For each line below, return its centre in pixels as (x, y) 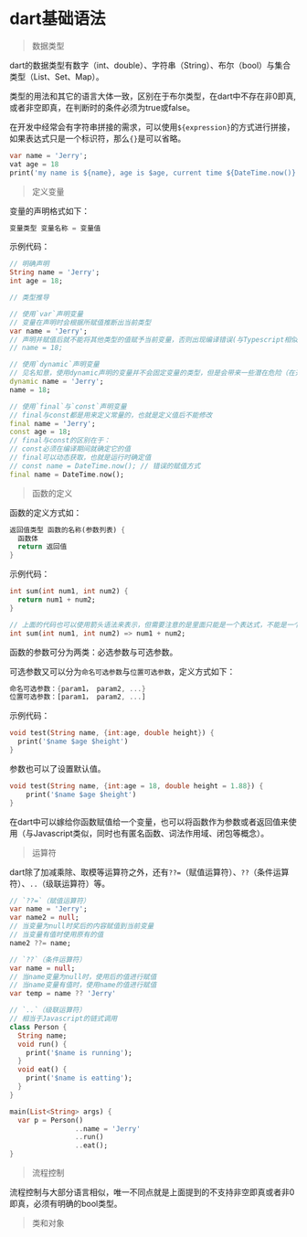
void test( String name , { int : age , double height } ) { (112, 733)
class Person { (38, 1027)
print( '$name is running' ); (79, 1052)
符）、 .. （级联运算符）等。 (60, 883)
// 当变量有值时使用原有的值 (57, 935)
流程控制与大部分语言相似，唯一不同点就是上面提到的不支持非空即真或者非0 (152, 1192)
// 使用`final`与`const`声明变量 (68, 406)
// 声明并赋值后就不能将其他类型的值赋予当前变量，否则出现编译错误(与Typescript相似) (156, 339)
